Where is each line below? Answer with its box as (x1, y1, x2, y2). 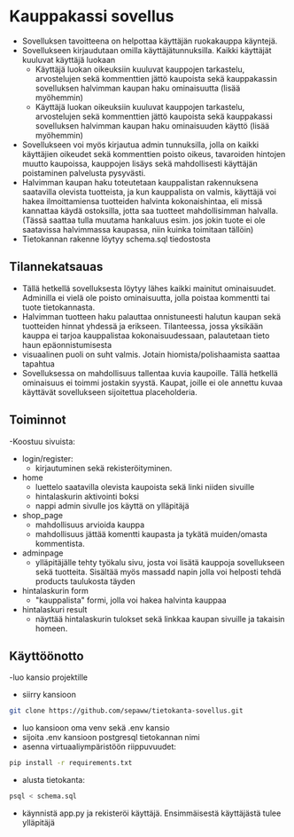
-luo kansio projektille (9, 672, 89, 683)
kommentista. (35, 538, 86, 549)
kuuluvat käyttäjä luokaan (21, 54, 116, 65)
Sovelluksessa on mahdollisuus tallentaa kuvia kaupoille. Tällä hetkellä (21, 367, 279, 378)
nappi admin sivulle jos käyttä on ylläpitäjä (35, 500, 190, 511)
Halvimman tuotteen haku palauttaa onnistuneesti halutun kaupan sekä (21, 311, 282, 321)
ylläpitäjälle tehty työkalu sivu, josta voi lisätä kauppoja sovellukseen (35, 557, 285, 567)
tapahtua (21, 358, 55, 369)
